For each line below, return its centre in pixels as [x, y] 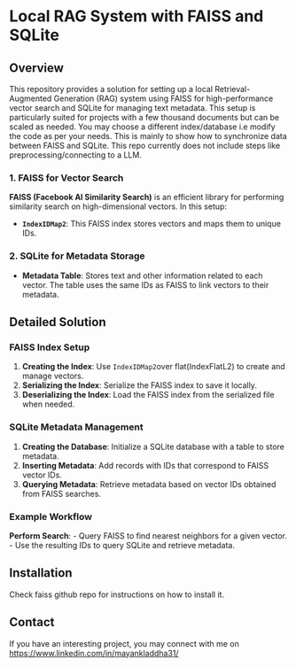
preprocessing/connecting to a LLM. [75, 155]
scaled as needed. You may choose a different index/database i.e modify [143, 127]
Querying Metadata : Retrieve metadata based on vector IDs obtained [149, 484]
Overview [37, 68]
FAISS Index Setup [50, 347]
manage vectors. [53, 376]
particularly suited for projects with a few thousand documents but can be [144, 117]
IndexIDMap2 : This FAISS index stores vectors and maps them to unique [152, 224]
